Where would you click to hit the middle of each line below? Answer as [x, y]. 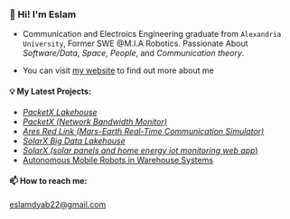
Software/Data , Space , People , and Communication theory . [133, 53]
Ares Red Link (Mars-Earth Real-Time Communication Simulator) [143, 131]
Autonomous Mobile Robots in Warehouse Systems [118, 160]
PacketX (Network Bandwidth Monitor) [95, 122]
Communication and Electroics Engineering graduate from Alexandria [152, 34]
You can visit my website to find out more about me [118, 70]
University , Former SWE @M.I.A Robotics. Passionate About [135, 43]
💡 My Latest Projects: [51, 91]
